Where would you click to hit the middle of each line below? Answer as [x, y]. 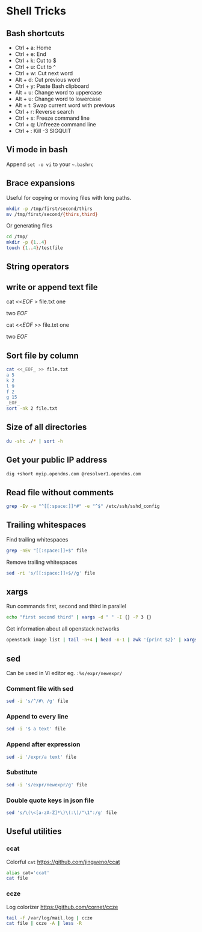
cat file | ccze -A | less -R [44, 924]
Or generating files [29, 226]
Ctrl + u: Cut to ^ [35, 67]
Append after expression [43, 744]
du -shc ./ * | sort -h [35, 441]
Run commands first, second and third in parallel [66, 606]
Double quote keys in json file [50, 800]
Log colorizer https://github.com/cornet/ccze [62, 907]
